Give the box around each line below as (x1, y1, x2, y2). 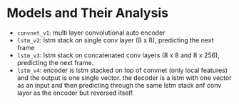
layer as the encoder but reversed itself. (16, 88, 135, 97)
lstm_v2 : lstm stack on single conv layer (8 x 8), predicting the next (16, 35, 215, 44)
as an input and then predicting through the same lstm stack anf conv (16, 81, 222, 89)
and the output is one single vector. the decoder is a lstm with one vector (16, 73, 232, 82)
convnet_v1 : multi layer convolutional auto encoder (16, 28, 166, 37)
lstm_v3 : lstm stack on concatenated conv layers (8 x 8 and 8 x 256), (16, 51, 220, 59)
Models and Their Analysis (6, 5, 169, 21)
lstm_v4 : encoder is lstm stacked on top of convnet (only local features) (16, 66, 228, 74)
